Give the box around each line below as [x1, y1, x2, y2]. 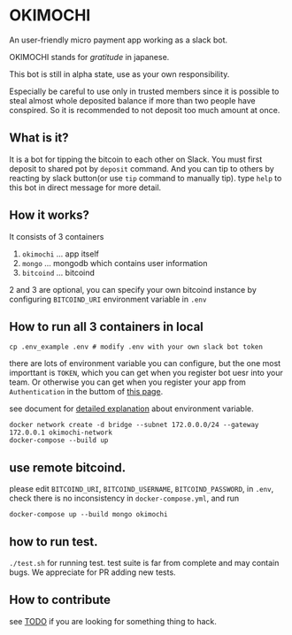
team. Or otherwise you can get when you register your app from [9, 377, 246, 387]
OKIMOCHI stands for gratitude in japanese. [9, 51, 170, 62]
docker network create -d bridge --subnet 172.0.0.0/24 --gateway [9, 421, 259, 430]
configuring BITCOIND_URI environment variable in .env [9, 294, 207, 304]
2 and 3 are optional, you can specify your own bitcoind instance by [9, 284, 257, 295]
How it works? [9, 208, 90, 223]
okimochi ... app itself [21, 249, 99, 259]
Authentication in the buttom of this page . [9, 386, 164, 397]
